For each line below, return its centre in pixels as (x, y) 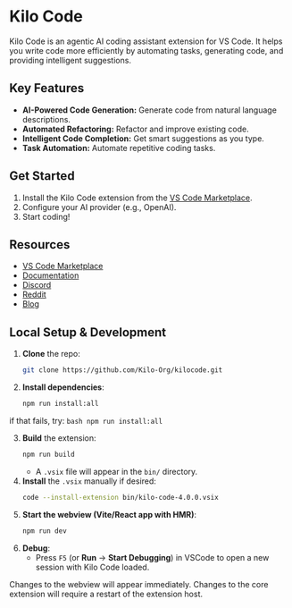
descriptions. (46, 119)
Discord (37, 285)
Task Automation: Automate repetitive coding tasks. (119, 148)
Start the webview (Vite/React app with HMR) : (109, 514)
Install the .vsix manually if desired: (89, 481)
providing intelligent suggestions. (71, 60)
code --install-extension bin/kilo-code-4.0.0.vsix (120, 497)
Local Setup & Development (88, 332)
